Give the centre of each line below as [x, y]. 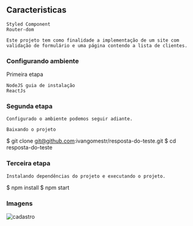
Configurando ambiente [43, 61]
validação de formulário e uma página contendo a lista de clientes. [97, 45]
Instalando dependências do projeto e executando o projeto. [86, 176]
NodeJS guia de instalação [41, 86]
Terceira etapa [28, 164]
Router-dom [20, 29]
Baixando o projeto [31, 130]
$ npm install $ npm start [38, 187]
